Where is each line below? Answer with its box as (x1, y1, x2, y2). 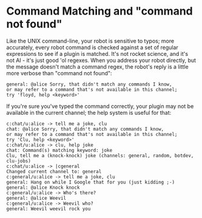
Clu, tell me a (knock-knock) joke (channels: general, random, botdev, (6, 152, 194, 158)
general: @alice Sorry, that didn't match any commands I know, (6, 81, 172, 87)
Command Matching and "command (6, 4, 193, 18)
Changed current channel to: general (6, 168, 102, 174)
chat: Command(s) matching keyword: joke (6, 147, 113, 153)
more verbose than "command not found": (6, 69, 112, 77)
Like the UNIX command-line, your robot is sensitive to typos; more (6, 37, 175, 44)
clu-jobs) (6, 158, 32, 164)
